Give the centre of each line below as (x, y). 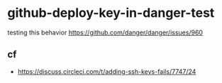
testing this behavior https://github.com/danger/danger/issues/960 (105, 32)
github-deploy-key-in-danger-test (111, 13)
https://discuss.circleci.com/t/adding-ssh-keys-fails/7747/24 (107, 71)
